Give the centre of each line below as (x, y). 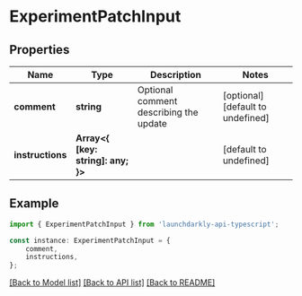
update (152, 123)
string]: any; (102, 161)
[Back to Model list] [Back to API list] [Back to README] (112, 283)
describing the (168, 112)
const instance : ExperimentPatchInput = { (90, 240)
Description (176, 75)
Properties (40, 50)
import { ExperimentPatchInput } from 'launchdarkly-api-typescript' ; (144, 224)
